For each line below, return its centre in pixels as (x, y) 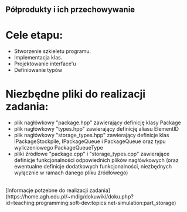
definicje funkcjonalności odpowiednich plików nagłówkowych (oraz (96, 160)
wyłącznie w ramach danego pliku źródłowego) (71, 173)
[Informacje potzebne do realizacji (47, 190)
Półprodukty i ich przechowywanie (70, 10)
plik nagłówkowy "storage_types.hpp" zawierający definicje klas (91, 135)
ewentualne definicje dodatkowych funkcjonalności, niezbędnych (93, 167)
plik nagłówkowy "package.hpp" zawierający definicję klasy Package (97, 122)
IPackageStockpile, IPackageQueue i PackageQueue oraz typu (90, 141)
